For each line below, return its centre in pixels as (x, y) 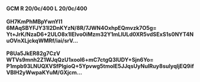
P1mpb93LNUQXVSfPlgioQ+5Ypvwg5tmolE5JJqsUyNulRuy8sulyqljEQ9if (100, 66)
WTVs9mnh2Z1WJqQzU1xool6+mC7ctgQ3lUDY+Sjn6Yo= (80, 60)
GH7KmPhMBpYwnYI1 (34, 22)
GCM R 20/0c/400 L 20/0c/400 (47, 8)
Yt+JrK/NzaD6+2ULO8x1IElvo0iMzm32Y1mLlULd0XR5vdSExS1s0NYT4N (100, 34)
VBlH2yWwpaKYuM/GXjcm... (44, 72)
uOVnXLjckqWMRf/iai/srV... (42, 41)
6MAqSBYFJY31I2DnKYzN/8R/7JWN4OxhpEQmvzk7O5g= (81, 28)
